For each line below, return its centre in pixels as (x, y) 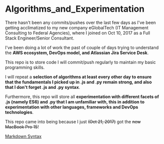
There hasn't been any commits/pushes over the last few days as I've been (81, 22)
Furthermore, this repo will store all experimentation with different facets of (82, 97)
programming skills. (25, 67)
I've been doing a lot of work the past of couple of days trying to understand (82, 47)
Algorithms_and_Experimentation (75, 9)
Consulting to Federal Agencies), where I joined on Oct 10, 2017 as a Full (78, 33)
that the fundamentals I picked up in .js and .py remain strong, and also (79, 82)
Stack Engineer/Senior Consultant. (40, 38)
